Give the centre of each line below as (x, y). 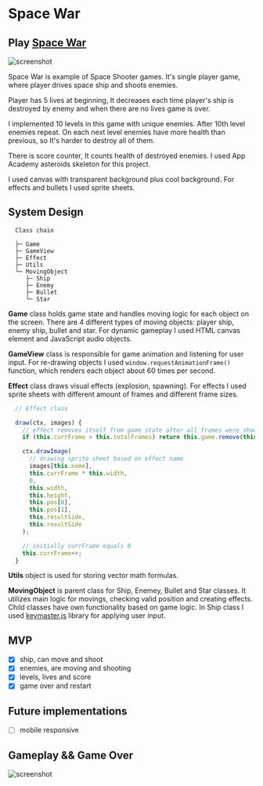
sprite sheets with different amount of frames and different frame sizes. (123, 394)
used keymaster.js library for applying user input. (87, 616)
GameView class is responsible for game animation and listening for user (126, 353)
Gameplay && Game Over (71, 755)
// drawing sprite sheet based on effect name (106, 459)
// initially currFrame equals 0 (77, 546)
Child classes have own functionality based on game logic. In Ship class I (126, 607)
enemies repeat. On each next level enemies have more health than (117, 132)
